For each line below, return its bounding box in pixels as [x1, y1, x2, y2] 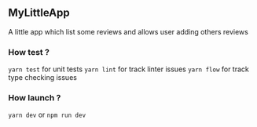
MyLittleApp [8, 6, 70, 20]
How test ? [8, 46, 50, 57]
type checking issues [8, 73, 77, 82]
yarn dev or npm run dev [8, 110, 86, 120]
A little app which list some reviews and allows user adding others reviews [8, 27, 249, 36]
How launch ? [8, 93, 61, 103]
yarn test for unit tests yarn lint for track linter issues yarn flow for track [8, 64, 250, 74]
